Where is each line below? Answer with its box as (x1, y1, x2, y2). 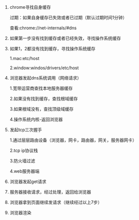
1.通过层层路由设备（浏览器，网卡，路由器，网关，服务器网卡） (9, 137, 137, 143)
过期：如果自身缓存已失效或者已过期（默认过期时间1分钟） (9, 15, 127, 20)
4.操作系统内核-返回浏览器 (9, 117, 63, 122)
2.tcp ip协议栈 (9, 148, 38, 153)
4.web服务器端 (9, 168, 40, 174)
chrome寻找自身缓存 (9, 4, 51, 10)
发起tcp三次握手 (9, 127, 42, 133)
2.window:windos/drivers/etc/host (9, 65, 79, 71)
